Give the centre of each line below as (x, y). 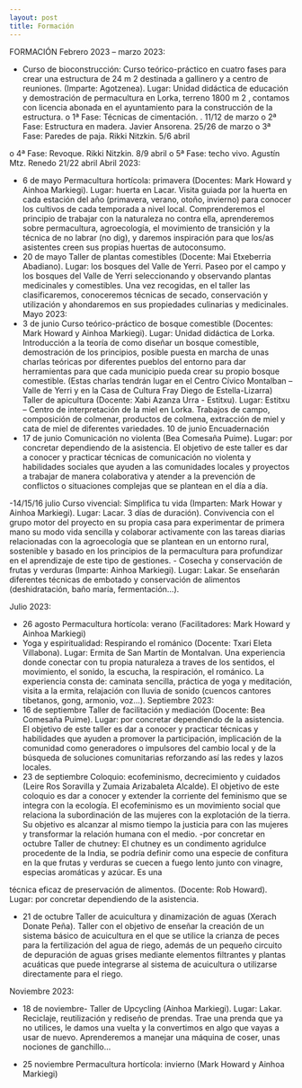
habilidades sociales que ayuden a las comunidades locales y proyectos (156, 466)
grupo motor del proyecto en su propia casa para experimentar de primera (147, 522)
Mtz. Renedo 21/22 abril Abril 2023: (75, 163)
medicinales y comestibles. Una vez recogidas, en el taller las (136, 285)
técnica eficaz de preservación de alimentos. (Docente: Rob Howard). (138, 889)
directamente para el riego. (72, 973)
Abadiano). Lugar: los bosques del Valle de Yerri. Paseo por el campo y (154, 266)
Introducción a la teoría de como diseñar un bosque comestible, (140, 342)
